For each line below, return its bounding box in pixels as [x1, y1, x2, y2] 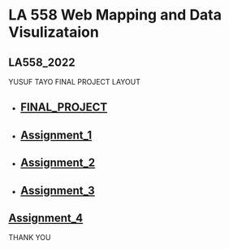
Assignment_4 [8, 211, 84, 225]
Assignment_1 [19, 128, 93, 142]
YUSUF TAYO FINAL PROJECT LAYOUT [8, 77, 140, 86]
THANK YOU [8, 233, 51, 242]
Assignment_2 [19, 156, 96, 170]
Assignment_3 [19, 183, 95, 197]
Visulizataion [8, 23, 99, 41]
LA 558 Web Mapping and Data [8, 6, 222, 24]
